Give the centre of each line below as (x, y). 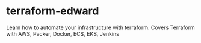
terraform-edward (53, 11)
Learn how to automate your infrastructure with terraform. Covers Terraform (101, 27)
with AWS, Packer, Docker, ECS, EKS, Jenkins (63, 33)
